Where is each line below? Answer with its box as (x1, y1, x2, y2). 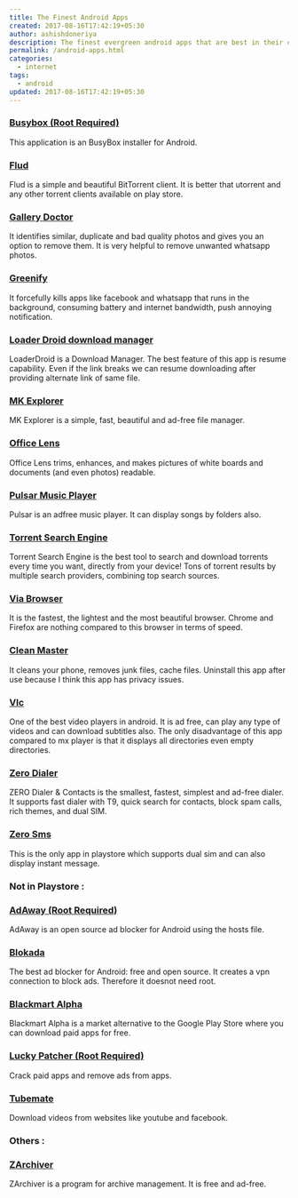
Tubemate (9, 1092, 54, 1105)
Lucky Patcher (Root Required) (9, 1050, 145, 1062)
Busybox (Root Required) (9, 116, 120, 129)
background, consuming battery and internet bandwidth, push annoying (9, 301, 272, 312)
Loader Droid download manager (9, 333, 153, 346)
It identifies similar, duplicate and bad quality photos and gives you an (9, 231, 264, 242)
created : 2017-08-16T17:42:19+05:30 (9, 21, 145, 30)
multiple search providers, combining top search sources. (9, 571, 220, 581)
